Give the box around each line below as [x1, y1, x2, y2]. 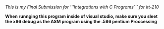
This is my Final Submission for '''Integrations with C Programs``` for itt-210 [5, 4, 159, 10]
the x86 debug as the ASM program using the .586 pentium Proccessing [5, 19, 158, 24]
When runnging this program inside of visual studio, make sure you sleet [5, 14, 158, 19]
